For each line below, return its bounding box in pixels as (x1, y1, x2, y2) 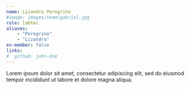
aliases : (6, 25, 28, 32)
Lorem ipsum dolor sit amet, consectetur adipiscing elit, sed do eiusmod (6, 69, 185, 76)
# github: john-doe (6, 53, 58, 59)
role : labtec (6, 20, 39, 26)
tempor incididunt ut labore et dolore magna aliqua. (6, 76, 133, 83)
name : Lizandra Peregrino (6, 8, 71, 15)
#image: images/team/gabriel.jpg (6, 14, 90, 20)
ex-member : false (6, 42, 50, 48)
